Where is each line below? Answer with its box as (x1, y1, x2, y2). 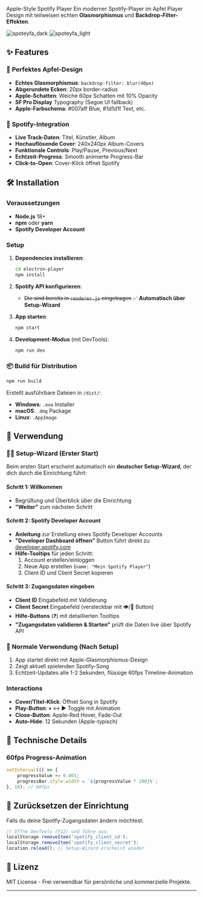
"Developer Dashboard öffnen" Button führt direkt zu (14, 537, 150, 544)
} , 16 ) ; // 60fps (6, 784, 50, 790)
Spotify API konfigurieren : (14, 283, 82, 290)
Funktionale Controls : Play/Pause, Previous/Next (14, 146, 138, 154)
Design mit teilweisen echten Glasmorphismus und (6, 11, 135, 19)
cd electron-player (14, 266, 65, 272)
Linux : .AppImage (14, 413, 57, 421)
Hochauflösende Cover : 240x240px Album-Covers (14, 140, 144, 147)
